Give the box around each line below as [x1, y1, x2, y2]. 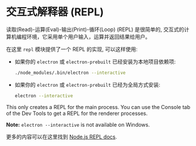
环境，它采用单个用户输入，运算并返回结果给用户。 [26, 33, 151, 40]
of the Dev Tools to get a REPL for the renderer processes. [6, 110, 148, 117]
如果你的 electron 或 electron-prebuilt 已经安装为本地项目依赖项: [14, 58, 176, 65]
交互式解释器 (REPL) [6, 5, 104, 19]
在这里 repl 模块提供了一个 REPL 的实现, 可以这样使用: [6, 45, 138, 53]
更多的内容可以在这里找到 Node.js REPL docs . [6, 133, 117, 140]
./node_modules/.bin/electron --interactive [14, 70, 126, 76]
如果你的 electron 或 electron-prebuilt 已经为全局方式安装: [14, 81, 161, 88]
